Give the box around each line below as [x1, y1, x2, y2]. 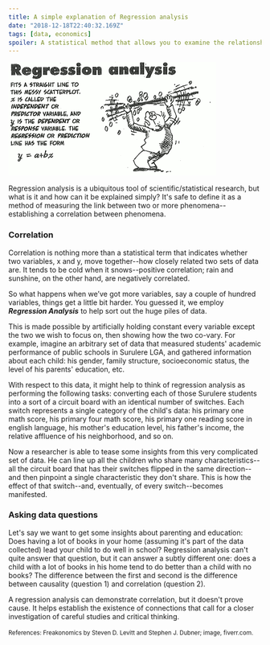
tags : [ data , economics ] [8, 30, 92, 38]
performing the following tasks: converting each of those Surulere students [8, 388, 257, 398]
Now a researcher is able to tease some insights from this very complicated [8, 446, 259, 456]
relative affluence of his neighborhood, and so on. [8, 431, 174, 441]
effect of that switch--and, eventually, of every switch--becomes [8, 481, 223, 491]
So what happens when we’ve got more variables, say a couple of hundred [8, 289, 256, 298]
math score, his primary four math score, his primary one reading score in [8, 414, 253, 424]
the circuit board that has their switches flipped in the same [17, 463, 215, 474]
